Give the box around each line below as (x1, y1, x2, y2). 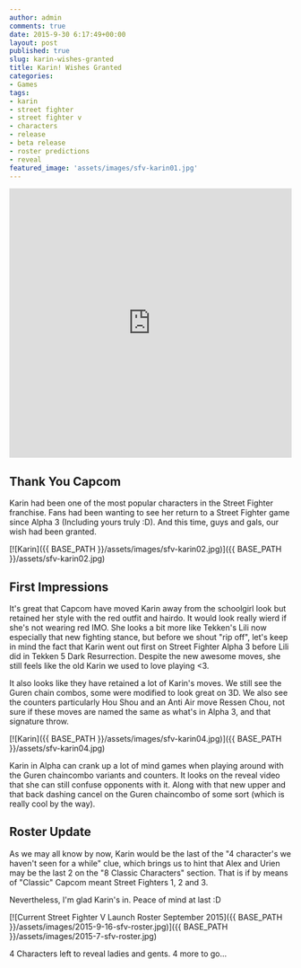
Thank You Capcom (9, 473, 121, 489)
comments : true (9, 22, 66, 31)
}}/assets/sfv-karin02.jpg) (9, 553, 106, 564)
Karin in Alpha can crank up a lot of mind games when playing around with (9, 761, 284, 770)
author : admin (9, 13, 63, 22)
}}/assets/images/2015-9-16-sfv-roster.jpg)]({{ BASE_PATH (9, 921, 228, 932)
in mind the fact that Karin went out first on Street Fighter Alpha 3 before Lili (9, 641, 289, 652)
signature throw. (9, 716, 69, 726)
